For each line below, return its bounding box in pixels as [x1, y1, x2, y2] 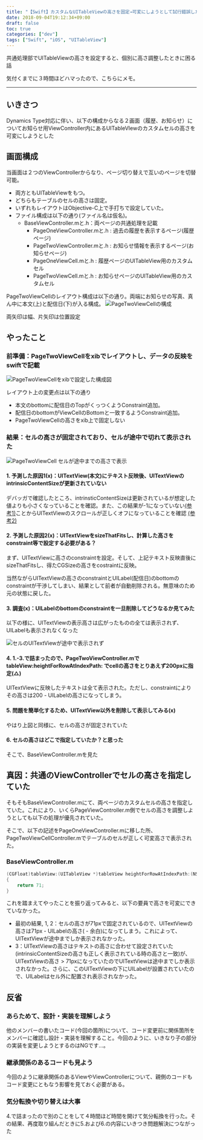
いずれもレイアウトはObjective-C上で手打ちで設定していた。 [14, 204, 167, 212]
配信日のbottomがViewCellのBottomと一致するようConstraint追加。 [14, 409, 183, 416]
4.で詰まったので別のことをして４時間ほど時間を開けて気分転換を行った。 [6, 1112, 191, 1119]
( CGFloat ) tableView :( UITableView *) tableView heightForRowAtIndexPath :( [6, 871, 193, 877]
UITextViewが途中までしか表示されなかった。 [14, 935, 129, 942]
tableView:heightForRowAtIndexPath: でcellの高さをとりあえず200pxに [6, 662, 188, 669]
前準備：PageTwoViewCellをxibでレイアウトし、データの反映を [6, 352, 193, 360]
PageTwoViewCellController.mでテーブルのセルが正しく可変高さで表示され [6, 834, 192, 841]
